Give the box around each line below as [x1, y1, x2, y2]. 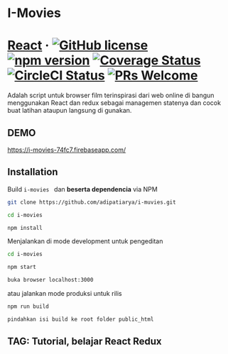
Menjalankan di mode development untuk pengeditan [7, 237, 163, 245]
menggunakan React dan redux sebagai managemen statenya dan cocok [7, 99, 222, 107]
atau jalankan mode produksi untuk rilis [7, 289, 122, 297]
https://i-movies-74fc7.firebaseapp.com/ [7, 145, 126, 154]
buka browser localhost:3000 [7, 277, 94, 284]
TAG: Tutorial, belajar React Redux [7, 336, 162, 348]
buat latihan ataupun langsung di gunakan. [7, 106, 132, 115]
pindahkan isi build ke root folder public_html [7, 316, 154, 323]
